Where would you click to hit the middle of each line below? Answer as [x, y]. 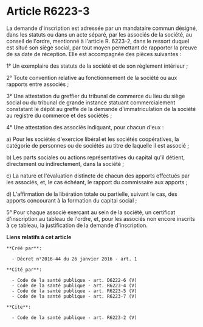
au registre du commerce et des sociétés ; [59, 115]
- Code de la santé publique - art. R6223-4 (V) [74, 286]
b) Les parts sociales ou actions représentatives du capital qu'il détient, [96, 157]
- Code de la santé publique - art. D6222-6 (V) [74, 280]
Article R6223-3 [48, 11]
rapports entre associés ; [38, 84]
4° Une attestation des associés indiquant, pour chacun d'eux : [85, 127]
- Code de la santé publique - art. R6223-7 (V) [74, 296]
